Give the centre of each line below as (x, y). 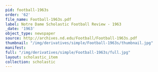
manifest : (16, 48)
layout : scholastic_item (31, 57)
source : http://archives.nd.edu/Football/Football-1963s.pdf (71, 39)
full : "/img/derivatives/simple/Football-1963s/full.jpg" (68, 52)
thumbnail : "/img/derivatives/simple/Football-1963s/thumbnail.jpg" (79, 43)
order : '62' (18, 15)
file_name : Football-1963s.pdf (38, 19)
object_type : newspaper (30, 33)
